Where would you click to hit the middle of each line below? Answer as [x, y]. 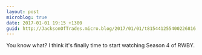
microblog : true [27, 17]
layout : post [23, 12]
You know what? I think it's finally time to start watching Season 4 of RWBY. [101, 45]
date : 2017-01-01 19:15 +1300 [44, 23]
